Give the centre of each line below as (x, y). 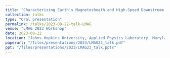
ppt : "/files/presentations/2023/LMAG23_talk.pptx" (61, 47)
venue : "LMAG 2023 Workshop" (36, 29)
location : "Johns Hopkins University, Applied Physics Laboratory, (78, 38)
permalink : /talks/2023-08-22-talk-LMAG (49, 24)
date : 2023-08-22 (24, 33)
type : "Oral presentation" (34, 19)
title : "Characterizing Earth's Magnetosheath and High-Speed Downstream (85, 10)
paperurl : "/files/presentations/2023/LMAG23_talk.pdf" (65, 43)
